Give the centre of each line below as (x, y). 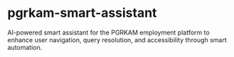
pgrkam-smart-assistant (82, 13)
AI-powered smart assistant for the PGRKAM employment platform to (108, 32)
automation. (25, 47)
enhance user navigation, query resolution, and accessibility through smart (117, 39)
